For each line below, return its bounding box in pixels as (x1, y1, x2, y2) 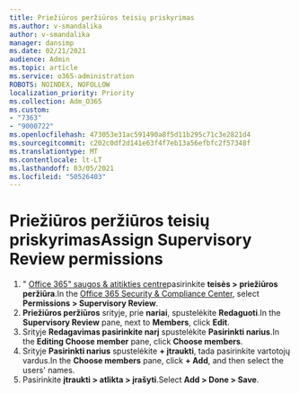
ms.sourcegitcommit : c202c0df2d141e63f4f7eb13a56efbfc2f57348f (9, 139, 251, 148)
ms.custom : (9, 105, 50, 114)
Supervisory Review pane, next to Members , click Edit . (22, 317, 231, 328)
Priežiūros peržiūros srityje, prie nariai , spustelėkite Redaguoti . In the (22, 308, 281, 318)
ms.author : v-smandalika (9, 22, 102, 31)
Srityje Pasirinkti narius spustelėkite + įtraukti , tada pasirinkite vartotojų (22, 345, 290, 356)
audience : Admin (9, 55, 70, 64)
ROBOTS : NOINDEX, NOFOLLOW (9, 80, 110, 89)
